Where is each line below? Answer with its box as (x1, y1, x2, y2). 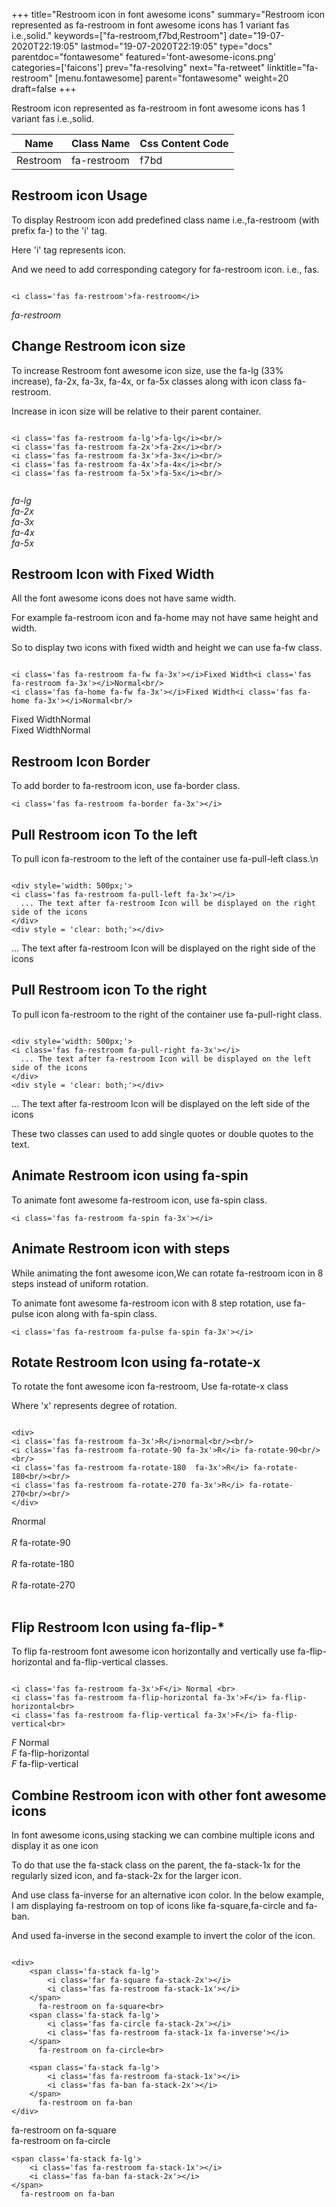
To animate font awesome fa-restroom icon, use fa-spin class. (11, 1194, 268, 1206)
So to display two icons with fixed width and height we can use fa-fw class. (11, 642, 323, 654)
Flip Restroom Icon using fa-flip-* (11, 1619, 225, 1636)
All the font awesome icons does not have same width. (11, 592, 237, 604)
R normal (11, 1515, 46, 1528)
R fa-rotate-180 (11, 1558, 75, 1570)
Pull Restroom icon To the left (11, 826, 198, 843)
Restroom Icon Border (11, 753, 151, 770)
